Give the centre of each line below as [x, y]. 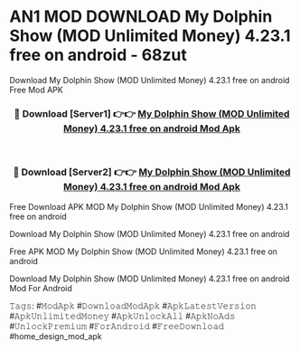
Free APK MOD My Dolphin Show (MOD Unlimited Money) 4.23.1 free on [144, 251]
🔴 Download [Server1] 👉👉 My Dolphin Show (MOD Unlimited [152, 113]
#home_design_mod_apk [56, 336]
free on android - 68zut [98, 55]
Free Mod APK [36, 90]
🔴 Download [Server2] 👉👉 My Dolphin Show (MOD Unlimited [152, 172]
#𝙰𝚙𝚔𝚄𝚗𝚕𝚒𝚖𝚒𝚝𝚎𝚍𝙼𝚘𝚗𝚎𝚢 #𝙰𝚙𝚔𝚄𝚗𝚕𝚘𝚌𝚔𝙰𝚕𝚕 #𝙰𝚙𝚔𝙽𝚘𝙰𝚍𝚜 [122, 316]
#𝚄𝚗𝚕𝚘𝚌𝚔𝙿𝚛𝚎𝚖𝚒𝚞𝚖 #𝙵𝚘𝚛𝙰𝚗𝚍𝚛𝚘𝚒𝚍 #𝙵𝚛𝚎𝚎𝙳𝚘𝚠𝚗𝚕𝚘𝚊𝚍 [117, 326]
